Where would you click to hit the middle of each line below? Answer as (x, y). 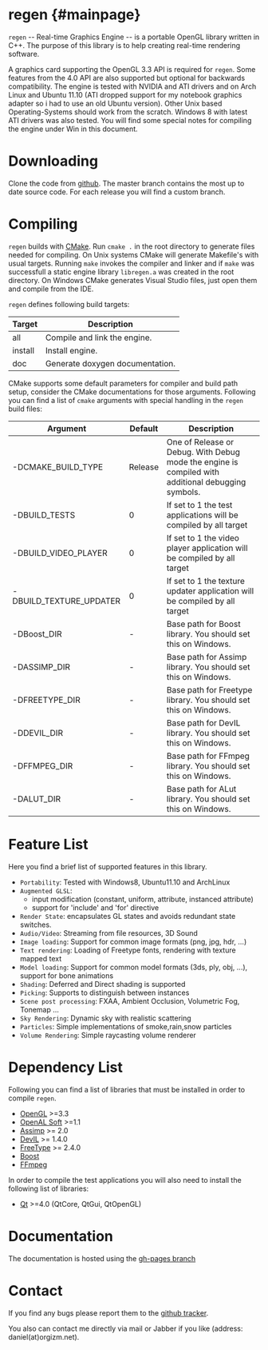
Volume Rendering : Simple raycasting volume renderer (108, 1035)
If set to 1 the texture (206, 581)
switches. (35, 925)
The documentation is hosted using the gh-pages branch (102, 1258)
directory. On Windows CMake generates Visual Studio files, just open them (133, 280)
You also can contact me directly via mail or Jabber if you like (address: (126, 1328)
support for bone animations (67, 975)
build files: (25, 409)
